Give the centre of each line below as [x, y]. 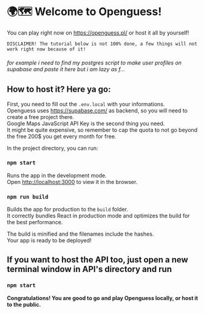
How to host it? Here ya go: [59, 90]
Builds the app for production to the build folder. [68, 210]
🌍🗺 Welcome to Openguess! [84, 12]
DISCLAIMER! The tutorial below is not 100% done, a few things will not [102, 44]
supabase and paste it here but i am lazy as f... [66, 69]
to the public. [24, 304]
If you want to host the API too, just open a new [98, 260]
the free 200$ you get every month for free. [62, 136]
